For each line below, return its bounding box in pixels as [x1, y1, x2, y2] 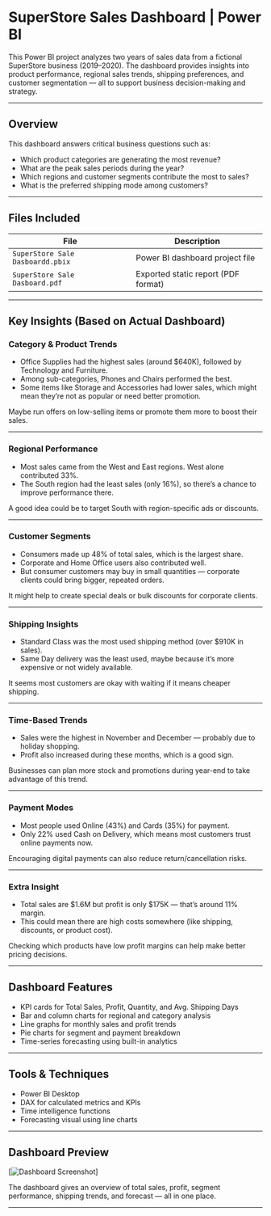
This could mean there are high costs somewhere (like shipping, [19, 917, 234, 927]
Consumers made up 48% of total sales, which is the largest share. [19, 549, 244, 559]
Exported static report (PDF [135, 268, 240, 279]
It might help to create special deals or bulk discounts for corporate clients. [8, 590, 258, 600]
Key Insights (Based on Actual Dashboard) [8, 314, 226, 327]
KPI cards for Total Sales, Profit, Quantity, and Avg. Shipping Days [19, 1002, 240, 1011]
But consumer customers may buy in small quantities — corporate [19, 566, 240, 576]
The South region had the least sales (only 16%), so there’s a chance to [19, 479, 256, 488]
